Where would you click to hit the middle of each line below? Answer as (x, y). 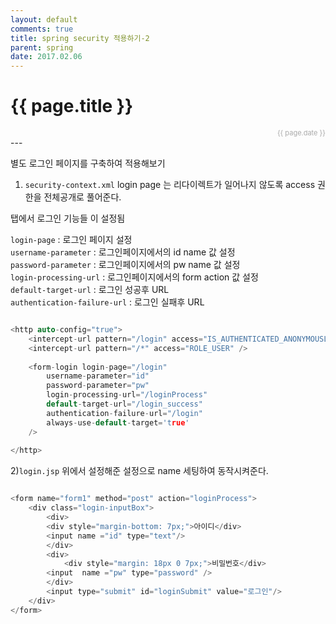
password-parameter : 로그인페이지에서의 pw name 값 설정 (125, 265)
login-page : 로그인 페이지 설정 (71, 240)
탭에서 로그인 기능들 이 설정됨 (68, 218)
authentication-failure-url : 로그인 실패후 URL (107, 302)
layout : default (44, 19)
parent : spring (42, 47)
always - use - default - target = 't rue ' (118, 422)
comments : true (42, 29)
